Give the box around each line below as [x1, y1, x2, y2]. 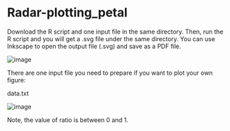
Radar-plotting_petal [7, 5, 128, 21]
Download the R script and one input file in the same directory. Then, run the [7, 27, 224, 36]
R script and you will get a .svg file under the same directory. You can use [7, 34, 216, 43]
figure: [7, 75, 26, 84]
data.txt [7, 89, 30, 97]
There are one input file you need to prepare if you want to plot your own [7, 69, 213, 77]
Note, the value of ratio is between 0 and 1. [7, 115, 128, 124]
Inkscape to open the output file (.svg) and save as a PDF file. [7, 42, 182, 50]
